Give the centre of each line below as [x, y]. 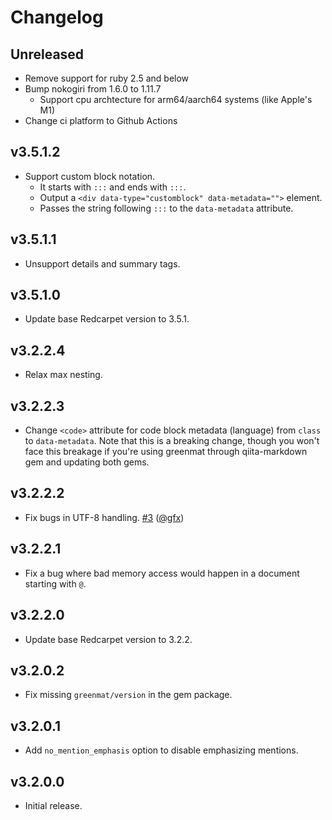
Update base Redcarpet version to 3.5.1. [107, 319]
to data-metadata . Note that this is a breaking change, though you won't [172, 441]
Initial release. [53, 805]
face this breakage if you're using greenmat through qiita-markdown [166, 452]
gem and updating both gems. [87, 462]
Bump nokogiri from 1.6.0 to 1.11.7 [93, 89]
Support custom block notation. [90, 176]
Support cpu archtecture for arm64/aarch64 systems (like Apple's [176, 99]
